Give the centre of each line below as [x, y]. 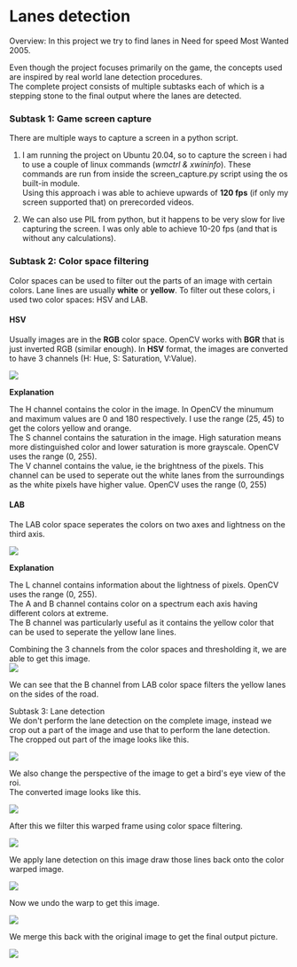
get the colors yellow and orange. [70, 428]
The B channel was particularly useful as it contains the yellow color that [142, 622]
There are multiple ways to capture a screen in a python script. [124, 138]
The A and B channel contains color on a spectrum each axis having [133, 604]
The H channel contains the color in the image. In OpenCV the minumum [141, 409]
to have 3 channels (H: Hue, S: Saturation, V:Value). [103, 358]
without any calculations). [69, 238]
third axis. [27, 534]
